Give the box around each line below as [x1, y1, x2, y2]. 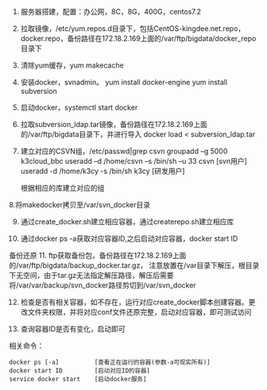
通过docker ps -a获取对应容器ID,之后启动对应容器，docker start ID [20, 234, 238, 243]
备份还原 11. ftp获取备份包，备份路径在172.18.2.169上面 [9, 251, 187, 260]
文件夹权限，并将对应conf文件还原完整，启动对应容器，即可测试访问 [27, 307, 252, 316]
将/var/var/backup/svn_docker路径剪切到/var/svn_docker [9, 280, 197, 290]
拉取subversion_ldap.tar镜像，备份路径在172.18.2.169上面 [20, 120, 207, 129]
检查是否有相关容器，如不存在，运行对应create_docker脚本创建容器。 [20, 297, 249, 307]
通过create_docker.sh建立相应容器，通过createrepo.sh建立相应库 [20, 217, 234, 226]
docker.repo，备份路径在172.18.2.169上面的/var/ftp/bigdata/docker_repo [20, 34, 257, 43]
